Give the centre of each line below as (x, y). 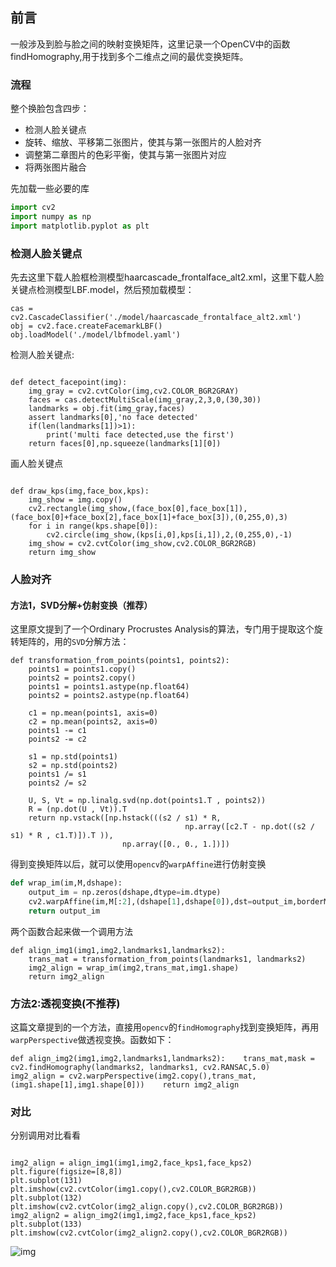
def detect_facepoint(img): (69, 383)
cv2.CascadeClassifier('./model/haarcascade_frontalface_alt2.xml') (156, 318)
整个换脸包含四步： (50, 109)
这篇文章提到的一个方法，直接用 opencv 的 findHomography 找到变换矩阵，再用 (165, 1027)
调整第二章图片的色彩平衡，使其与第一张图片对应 (125, 155)
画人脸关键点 (36, 464)
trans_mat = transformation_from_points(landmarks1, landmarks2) (167, 959)
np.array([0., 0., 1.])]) (175, 844)
